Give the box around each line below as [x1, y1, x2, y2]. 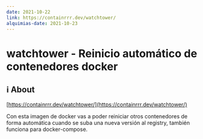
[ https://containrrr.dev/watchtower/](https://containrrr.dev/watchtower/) [6, 101, 188, 109]
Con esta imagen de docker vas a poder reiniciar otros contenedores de [6, 113, 188, 120]
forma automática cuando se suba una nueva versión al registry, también [6, 119, 190, 127]
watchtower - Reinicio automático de [6, 46, 197, 60]
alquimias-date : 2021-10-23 [6, 20, 78, 26]
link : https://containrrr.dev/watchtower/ [6, 15, 116, 21]
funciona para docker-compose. [6, 126, 88, 133]
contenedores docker [6, 59, 118, 73]
